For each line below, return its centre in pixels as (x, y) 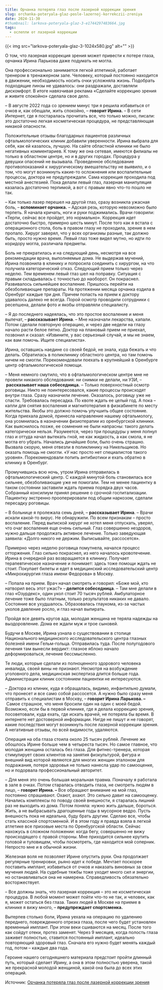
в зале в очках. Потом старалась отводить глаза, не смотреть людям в (80, 785)
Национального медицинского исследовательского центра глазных (76, 638)
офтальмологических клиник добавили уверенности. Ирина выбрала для (81, 141)
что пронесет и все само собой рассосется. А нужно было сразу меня (79, 693)
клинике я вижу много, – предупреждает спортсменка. (64, 907)
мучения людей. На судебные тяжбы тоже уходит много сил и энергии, (80, 872)
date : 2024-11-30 (23, 19)
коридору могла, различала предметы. (46, 243)
